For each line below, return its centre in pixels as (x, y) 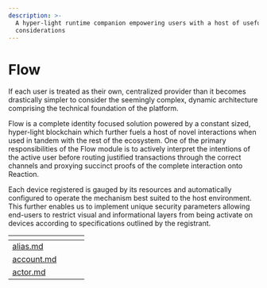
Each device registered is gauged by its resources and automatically (120, 190)
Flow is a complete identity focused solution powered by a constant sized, (130, 124)
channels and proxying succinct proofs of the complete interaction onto (126, 166)
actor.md (29, 272)
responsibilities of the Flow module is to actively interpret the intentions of (129, 149)
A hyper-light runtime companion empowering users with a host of (128, 23)
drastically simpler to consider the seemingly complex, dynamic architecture (133, 100)
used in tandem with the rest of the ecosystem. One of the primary (117, 140)
